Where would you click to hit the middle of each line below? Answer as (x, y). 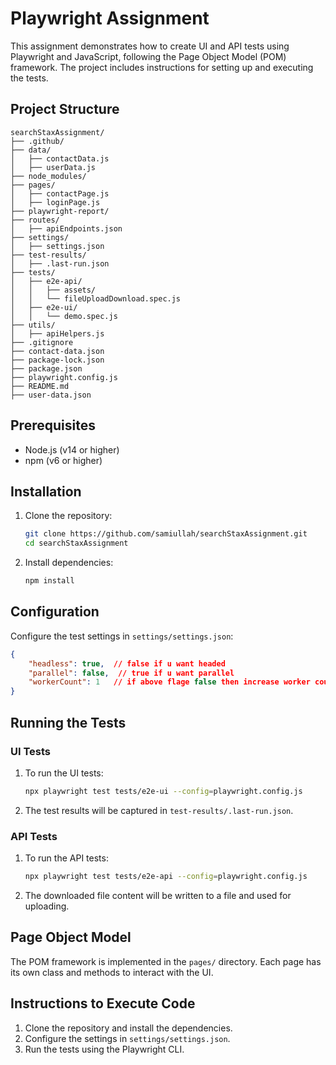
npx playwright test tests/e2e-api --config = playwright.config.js (166, 877)
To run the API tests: (66, 858)
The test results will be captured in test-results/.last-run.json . (159, 810)
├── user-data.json (51, 395)
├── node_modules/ (48, 176)
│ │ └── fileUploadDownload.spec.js (96, 298)
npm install (49, 581)
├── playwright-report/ (60, 211)
